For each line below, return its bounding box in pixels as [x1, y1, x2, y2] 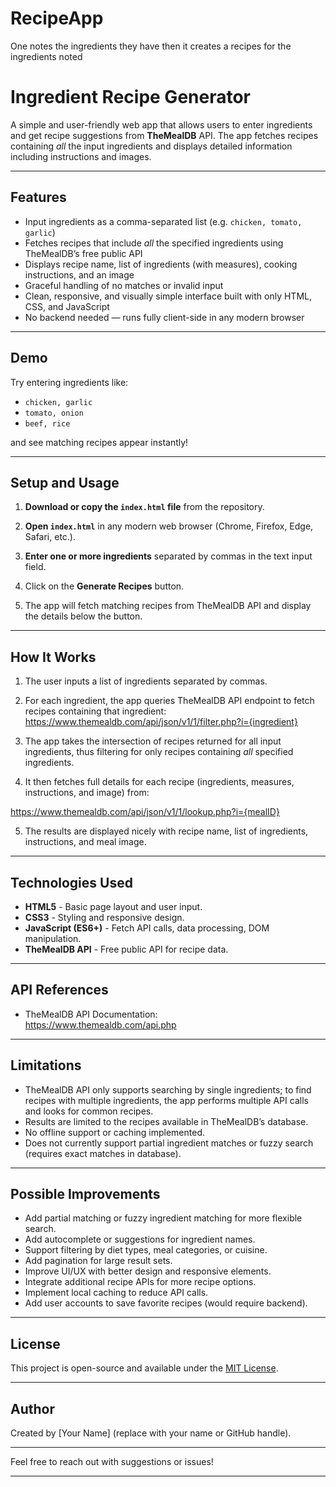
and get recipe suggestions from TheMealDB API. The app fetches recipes [10, 129, 319, 141]
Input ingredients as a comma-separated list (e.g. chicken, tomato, [24, 215, 303, 227]
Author [10, 1400, 55, 1417]
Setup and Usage [10, 474, 120, 491]
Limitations [10, 1057, 82, 1074]
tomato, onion [24, 408, 84, 418]
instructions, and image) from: [24, 787, 150, 799]
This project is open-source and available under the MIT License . [10, 1362, 279, 1374]
